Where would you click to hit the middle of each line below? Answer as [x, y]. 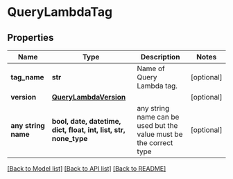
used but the [157, 125]
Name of [151, 68]
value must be [160, 134]
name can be [158, 117]
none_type [70, 139]
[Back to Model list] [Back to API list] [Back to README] [87, 169]
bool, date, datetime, [86, 121]
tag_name [27, 77]
